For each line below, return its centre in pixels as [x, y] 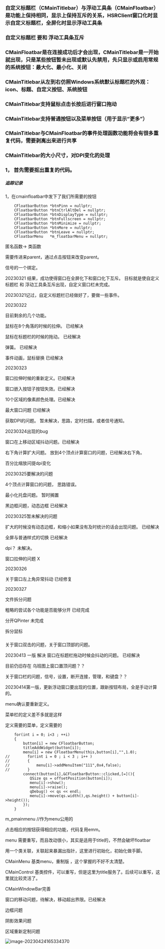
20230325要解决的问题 [29, 474]
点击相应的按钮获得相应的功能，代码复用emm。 [54, 830]
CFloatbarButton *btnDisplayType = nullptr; [61, 215]
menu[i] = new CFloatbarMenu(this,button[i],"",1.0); [80, 752]
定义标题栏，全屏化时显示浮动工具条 [59, 22]
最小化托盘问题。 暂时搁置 [32, 495]
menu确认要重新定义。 [28, 704]
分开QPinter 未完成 [24, 621]
